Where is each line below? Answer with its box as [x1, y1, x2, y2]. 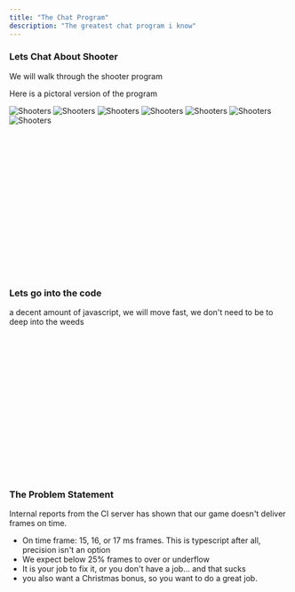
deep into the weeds [9, 317, 84, 328]
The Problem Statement [9, 489, 114, 501]
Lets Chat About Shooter [9, 51, 118, 63]
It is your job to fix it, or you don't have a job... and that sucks [21, 564, 246, 574]
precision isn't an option [21, 545, 111, 556]
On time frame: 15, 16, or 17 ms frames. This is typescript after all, [21, 535, 261, 546]
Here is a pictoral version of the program [9, 88, 158, 99]
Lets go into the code [9, 287, 102, 299]
